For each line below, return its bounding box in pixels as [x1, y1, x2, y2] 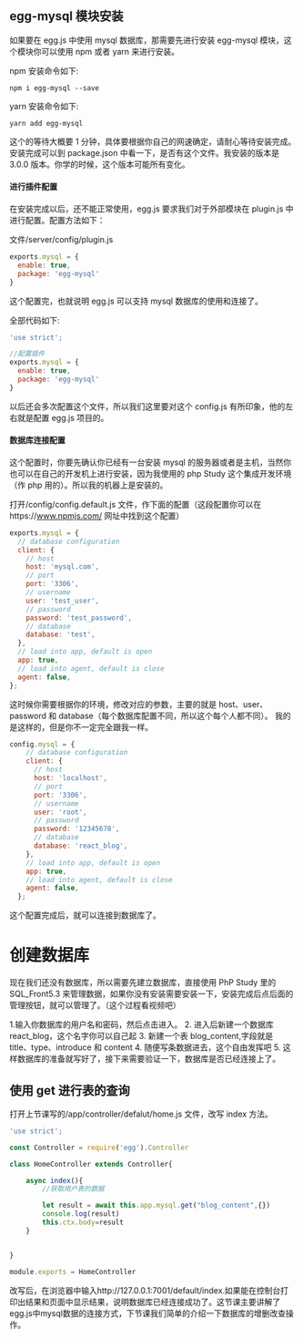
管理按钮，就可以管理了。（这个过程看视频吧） [9, 1000, 181, 1011]
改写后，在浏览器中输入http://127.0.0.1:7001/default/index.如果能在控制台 [9, 1284, 281, 1296]
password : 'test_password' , [25, 613, 132, 623]
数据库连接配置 [9, 435, 66, 446]
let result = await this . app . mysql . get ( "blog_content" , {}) [42, 1201, 271, 1210]
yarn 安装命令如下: [9, 100, 79, 111]
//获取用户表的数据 [42, 1184, 105, 1194]
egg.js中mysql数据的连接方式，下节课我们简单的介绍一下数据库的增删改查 [9, 1307, 287, 1319]
